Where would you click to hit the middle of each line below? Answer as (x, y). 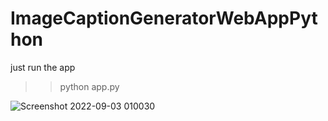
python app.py (89, 86)
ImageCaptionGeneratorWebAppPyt (164, 18)
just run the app (43, 67)
